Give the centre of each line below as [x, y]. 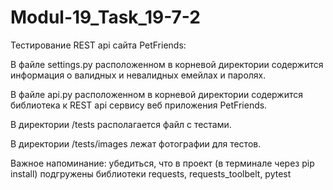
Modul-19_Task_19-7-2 [105, 17]
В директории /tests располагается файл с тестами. [121, 124]
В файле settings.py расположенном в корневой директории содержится [167, 64]
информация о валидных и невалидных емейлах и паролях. [138, 75]
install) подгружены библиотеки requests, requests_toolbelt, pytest [151, 173]
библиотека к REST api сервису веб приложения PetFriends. [139, 105]
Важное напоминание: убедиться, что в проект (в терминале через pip [162, 163]
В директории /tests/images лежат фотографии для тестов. [136, 143]
